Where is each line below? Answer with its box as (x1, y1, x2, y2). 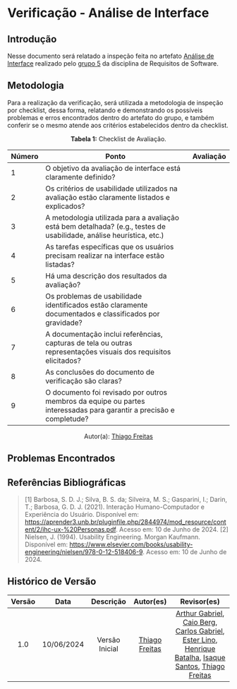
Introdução (7, 33, 57, 45)
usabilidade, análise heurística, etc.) (45, 230, 164, 240)
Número (11, 151, 39, 161)
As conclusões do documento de (45, 367, 155, 377)
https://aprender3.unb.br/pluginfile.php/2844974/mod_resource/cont (24, 517, 227, 527)
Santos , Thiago (175, 661, 226, 671)
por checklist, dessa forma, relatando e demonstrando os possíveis (7, 106, 203, 114)
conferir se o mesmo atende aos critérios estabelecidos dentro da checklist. (7, 121, 229, 129)
